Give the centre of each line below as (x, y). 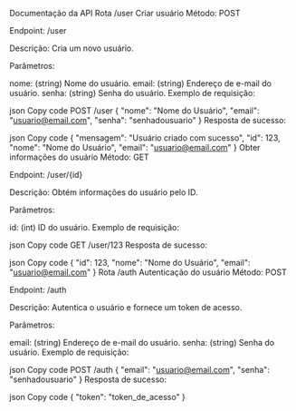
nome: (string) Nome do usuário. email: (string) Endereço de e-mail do (140, 83)
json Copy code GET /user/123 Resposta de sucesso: (109, 245)
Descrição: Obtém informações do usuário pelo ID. (104, 192)
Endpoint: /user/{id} (46, 175)
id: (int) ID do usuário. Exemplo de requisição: (94, 227)
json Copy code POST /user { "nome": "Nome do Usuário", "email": (134, 111)
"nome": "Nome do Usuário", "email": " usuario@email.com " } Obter (135, 147)
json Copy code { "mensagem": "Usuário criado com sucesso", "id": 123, (145, 138)
